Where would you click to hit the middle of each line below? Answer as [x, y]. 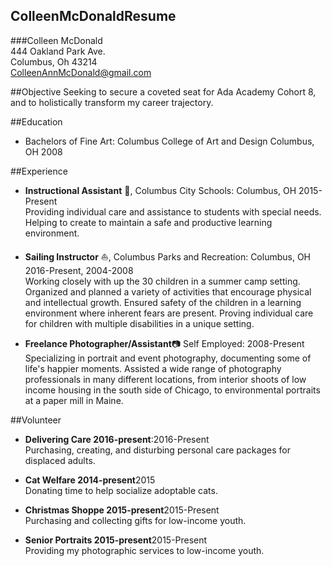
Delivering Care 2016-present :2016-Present [117, 439]
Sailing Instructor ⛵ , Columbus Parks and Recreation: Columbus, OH [168, 256]
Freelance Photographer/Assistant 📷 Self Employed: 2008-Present [164, 343]
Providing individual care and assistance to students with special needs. [173, 211]
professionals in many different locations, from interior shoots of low [165, 379]
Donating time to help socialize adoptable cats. [121, 490]
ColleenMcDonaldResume [93, 16]
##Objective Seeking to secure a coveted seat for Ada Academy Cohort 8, [163, 91]
